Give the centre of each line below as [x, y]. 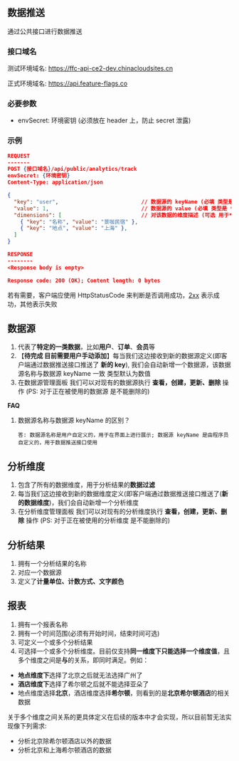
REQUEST [19, 156]
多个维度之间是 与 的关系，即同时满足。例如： [83, 660]
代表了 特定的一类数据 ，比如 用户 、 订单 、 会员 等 [86, 347]
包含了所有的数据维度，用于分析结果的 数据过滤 [86, 485]
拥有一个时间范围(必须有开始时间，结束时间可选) [89, 633]
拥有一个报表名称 [43, 624]
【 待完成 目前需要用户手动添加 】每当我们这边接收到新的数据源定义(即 [119, 356]
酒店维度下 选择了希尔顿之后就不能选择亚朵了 [83, 684]
